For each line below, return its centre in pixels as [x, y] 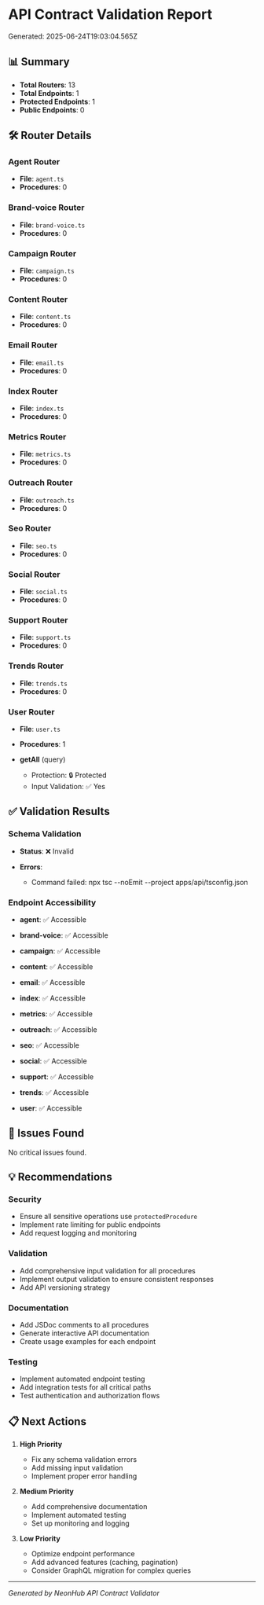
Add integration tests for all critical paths [85, 1387]
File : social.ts [44, 592]
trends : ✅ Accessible [54, 1092]
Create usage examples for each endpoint [88, 1342]
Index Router [33, 391]
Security [25, 1199]
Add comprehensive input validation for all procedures [108, 1270]
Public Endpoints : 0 [52, 110]
